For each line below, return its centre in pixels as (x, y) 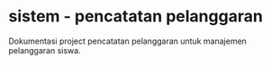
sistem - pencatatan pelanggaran (135, 16)
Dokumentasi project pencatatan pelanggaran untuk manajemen (127, 41)
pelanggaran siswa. (45, 50)
